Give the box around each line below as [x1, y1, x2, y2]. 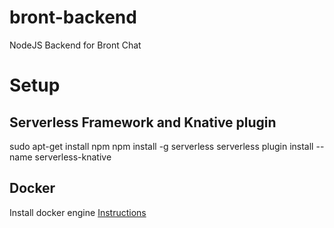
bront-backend [9, 6, 137, 29]
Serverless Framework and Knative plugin [9, 114, 277, 131]
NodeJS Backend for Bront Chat [9, 39, 142, 51]
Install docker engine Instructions [9, 206, 147, 218]
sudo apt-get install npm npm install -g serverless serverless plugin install [9, 140, 314, 152]
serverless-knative [34, 151, 112, 163]
